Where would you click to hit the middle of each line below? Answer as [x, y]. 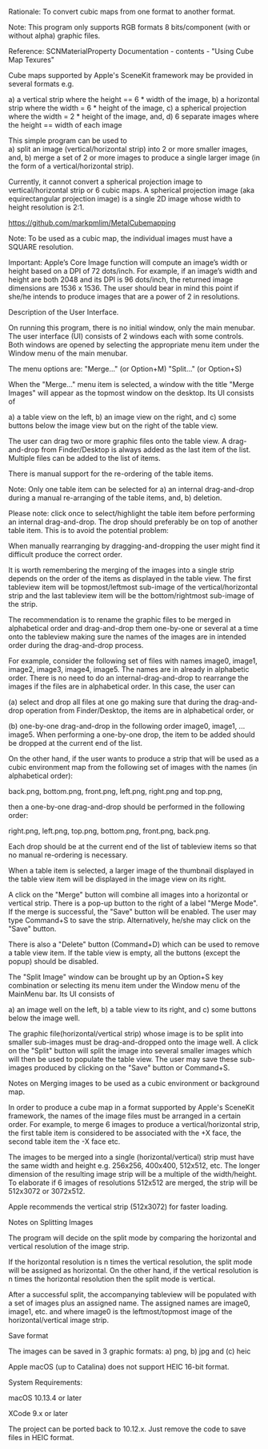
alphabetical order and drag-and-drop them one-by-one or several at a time [133, 628]
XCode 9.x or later [38, 1413]
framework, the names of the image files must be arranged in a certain [125, 1116]
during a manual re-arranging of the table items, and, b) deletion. [115, 498]
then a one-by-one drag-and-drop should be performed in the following [127, 807]
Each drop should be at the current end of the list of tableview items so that [133, 847]
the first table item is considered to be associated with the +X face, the [125, 1133]
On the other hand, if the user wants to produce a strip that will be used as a [134, 759]
